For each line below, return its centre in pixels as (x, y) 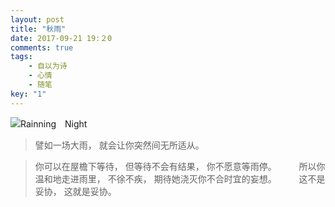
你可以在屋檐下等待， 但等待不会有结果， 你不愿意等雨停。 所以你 (180, 166)
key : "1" (28, 94)
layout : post (37, 19)
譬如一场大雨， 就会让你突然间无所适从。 (119, 145)
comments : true (42, 47)
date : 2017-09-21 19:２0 (61, 38)
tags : (21, 57)
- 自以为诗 (48, 66)
